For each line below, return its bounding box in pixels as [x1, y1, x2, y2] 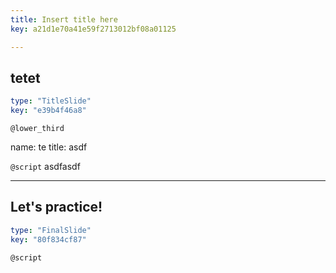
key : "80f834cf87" [10, 234, 87, 245]
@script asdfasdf [10, 161, 81, 173]
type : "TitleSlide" [10, 96, 92, 106]
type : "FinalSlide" [10, 225, 92, 235]
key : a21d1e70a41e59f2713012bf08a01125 [10, 24, 177, 34]
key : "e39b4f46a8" [10, 106, 87, 116]
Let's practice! [10, 199, 103, 216]
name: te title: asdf [10, 141, 88, 153]
